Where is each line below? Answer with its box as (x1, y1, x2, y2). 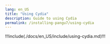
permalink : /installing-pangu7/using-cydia (5, 20, 94, 25)
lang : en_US (5, 7, 29, 12)
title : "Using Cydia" (5, 11, 49, 16)
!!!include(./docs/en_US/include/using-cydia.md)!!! (5, 33, 106, 39)
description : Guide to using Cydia (5, 16, 77, 21)
